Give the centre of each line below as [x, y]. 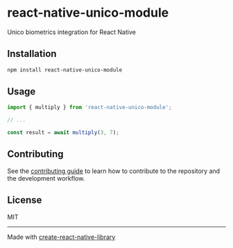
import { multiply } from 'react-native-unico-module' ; [89, 108]
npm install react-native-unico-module [65, 70]
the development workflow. [46, 178]
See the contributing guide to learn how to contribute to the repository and [114, 171]
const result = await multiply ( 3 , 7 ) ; [63, 133]
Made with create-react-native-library [61, 237]
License [25, 200]
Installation [32, 54]
